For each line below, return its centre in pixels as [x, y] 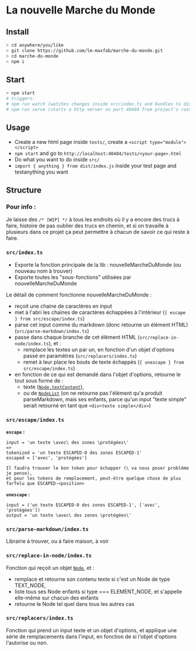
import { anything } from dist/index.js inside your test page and [95, 166]
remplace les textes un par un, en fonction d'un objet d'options [99, 349]
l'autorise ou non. [27, 643]
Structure [24, 190]
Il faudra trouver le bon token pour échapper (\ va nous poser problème [98, 468]
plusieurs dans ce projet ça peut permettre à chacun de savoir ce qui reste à [98, 232]
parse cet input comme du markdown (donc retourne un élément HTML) [101, 325]
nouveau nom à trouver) [43, 271]
